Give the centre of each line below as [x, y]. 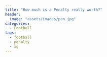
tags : [11, 33]
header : [13, 14]
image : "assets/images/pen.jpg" [43, 19]
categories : [17, 24]
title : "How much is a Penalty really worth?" [54, 10]
